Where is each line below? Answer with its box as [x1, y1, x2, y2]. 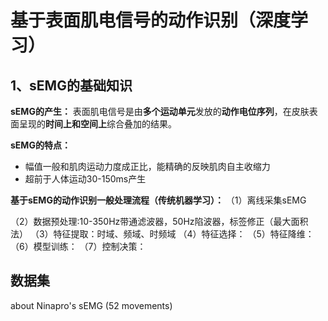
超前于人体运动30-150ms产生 [24, 173, 147, 185]
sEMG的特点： [10, 139, 71, 151]
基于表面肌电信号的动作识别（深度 [10, 9, 292, 32]
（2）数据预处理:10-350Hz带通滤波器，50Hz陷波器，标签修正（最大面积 [10, 216, 309, 227]
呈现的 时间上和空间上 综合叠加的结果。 [18, 118, 177, 130]
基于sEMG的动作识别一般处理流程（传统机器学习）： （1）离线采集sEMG [10, 194, 307, 206]
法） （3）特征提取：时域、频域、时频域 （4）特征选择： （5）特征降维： [10, 228, 315, 240]
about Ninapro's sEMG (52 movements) [10, 299, 173, 311]
